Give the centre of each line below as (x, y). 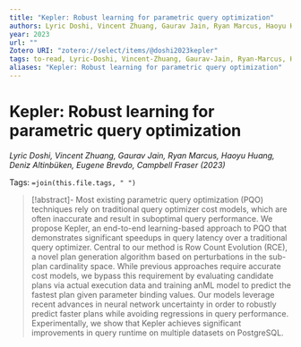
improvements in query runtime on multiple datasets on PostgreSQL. (157, 333)
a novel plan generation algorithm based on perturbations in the (149, 257)
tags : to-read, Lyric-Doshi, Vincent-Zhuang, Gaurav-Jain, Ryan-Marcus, (148, 59)
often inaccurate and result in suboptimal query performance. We (152, 218)
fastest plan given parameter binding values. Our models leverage (153, 294)
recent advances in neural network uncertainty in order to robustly (154, 304)
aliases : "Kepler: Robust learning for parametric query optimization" (146, 68)
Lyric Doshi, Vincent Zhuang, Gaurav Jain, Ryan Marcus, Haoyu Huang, (142, 155)
